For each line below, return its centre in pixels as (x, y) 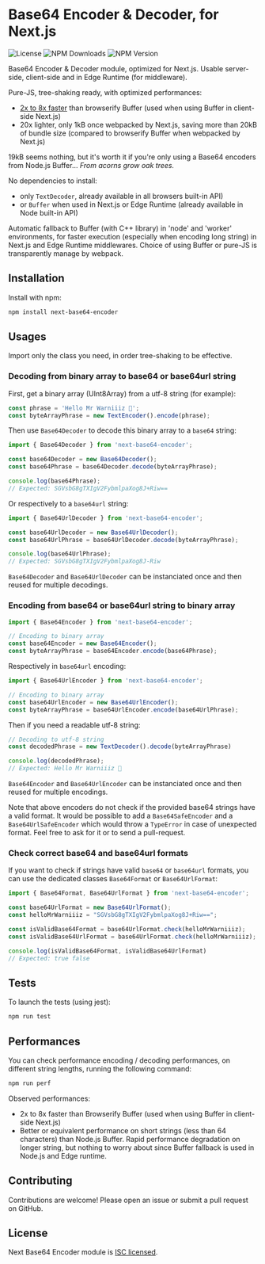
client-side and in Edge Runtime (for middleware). (106, 77)
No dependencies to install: (53, 181)
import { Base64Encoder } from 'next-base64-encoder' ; (100, 622)
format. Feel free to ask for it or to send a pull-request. (97, 833)
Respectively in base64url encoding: (67, 666)
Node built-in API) (49, 212)
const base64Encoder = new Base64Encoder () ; (83, 643)
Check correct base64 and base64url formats (98, 853)
